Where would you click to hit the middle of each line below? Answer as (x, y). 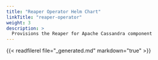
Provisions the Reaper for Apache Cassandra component (82, 34)
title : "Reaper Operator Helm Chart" (54, 12)
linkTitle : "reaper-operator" (44, 17)
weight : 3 (19, 23)
